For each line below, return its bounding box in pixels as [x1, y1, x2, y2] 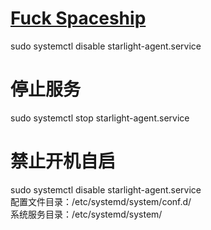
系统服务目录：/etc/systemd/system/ [10, 208, 163, 220]
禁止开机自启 [10, 150, 117, 173]
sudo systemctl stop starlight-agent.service [10, 112, 190, 124]
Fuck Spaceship [10, 7, 147, 30]
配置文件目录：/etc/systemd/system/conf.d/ [10, 195, 192, 207]
